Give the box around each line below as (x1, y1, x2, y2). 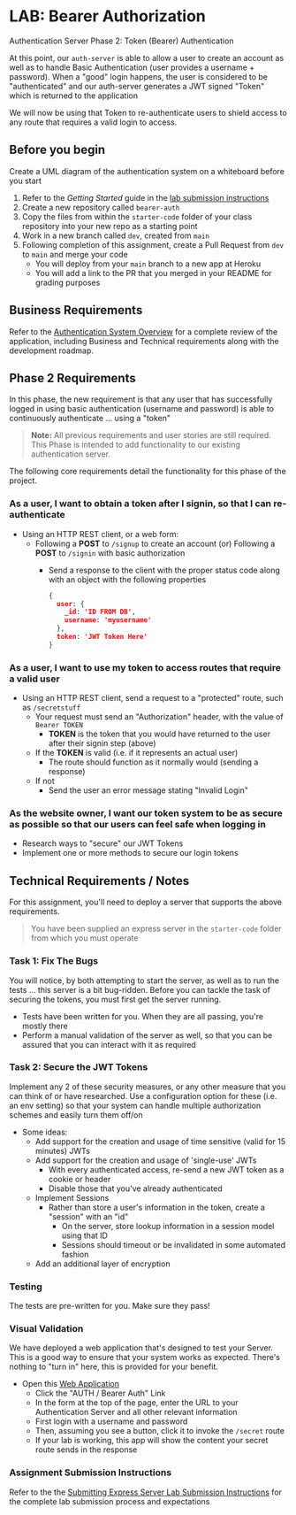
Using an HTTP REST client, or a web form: (21, 528, 179, 539)
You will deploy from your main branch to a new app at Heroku (34, 258, 262, 269)
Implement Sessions (34, 1192, 110, 1203)
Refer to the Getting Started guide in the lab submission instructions (21, 192, 269, 203)
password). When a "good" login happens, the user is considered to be (9, 71, 268, 81)
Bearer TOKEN (34, 721, 84, 730)
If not (34, 776, 55, 787)
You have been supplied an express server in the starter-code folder (30, 923, 282, 934)
